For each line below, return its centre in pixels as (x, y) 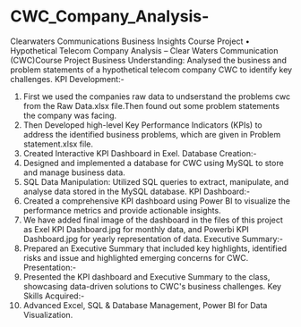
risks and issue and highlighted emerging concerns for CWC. (136, 257)
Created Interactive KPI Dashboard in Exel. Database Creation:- (140, 153)
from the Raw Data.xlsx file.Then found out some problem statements (151, 105)
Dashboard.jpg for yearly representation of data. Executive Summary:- (153, 239)
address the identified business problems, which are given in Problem (152, 134)
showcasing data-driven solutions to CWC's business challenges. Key (152, 286)
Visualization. (48, 314)
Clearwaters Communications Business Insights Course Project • (130, 41)
